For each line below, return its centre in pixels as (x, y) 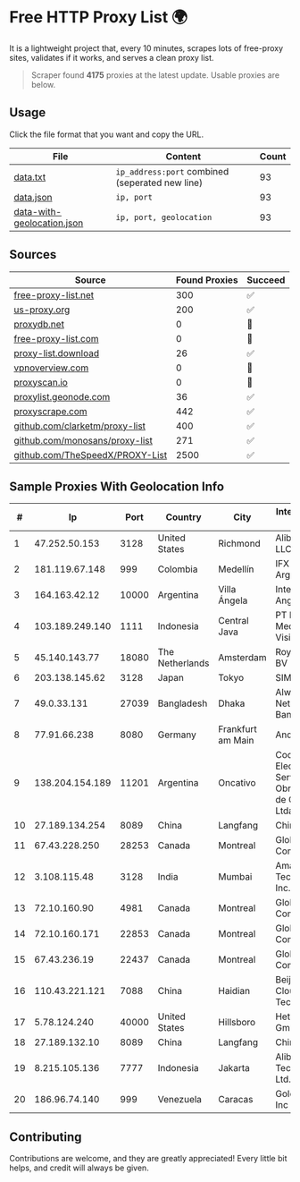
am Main (236, 741)
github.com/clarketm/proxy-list (79, 426)
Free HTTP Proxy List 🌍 (99, 17)
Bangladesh (183, 703)
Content (183, 156)
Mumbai (235, 877)
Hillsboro (237, 1023)
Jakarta (234, 1068)
